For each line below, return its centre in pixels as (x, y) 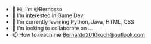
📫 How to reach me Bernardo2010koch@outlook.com (78, 35)
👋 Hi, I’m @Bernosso (37, 9)
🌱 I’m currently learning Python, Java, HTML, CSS (73, 22)
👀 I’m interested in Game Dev (47, 15)
